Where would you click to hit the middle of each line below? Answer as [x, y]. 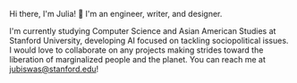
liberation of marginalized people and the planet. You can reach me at [138, 59]
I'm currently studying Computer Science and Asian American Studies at [143, 31]
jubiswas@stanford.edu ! [54, 69]
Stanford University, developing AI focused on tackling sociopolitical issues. [149, 41]
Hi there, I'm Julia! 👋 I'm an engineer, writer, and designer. [116, 14]
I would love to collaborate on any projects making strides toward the [136, 50]
